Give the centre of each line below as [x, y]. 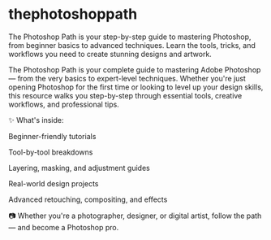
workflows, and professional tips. [64, 104]
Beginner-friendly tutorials [52, 136]
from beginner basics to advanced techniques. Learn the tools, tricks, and [132, 45]
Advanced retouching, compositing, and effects [88, 199]
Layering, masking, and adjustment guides [79, 168]
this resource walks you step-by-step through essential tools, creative [125, 95]
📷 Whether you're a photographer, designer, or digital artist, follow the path [135, 216]
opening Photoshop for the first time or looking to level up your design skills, [136, 87]
